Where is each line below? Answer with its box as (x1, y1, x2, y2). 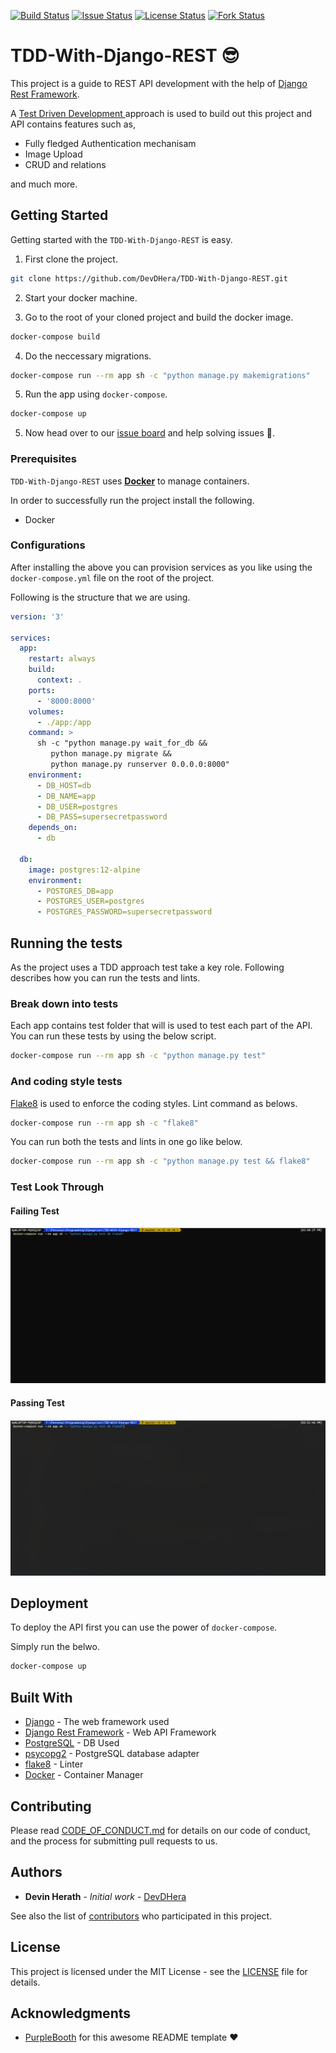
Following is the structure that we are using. (10, 591, 191, 603)
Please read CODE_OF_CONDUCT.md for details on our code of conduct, (10, 1824, 311, 1836)
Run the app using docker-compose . (24, 388, 168, 400)
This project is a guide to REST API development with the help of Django (10, 77, 308, 89)
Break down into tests (10, 996, 119, 1010)
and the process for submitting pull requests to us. (10, 1835, 218, 1847)
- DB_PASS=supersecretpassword (36, 812, 168, 822)
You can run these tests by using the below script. (10, 1030, 217, 1042)
